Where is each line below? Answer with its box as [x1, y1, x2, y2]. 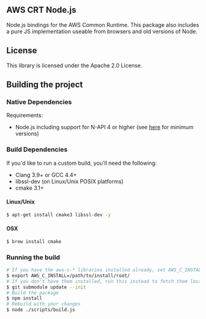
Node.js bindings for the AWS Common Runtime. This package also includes [6, 21, 199, 28]
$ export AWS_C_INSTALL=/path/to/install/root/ [6, 272, 131, 279]
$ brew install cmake [6, 238, 62, 244]
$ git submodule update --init [6, 284, 86, 290]
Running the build [6, 253, 60, 261]
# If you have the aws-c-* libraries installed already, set [6, 267, 166, 273]
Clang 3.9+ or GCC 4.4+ [15, 171, 77, 178]
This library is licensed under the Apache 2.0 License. [6, 61, 143, 69]
